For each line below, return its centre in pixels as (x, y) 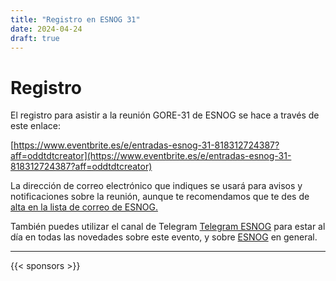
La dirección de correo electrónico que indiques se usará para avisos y (156, 186)
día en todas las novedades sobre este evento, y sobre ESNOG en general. (164, 237)
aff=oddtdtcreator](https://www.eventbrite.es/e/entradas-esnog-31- (151, 156)
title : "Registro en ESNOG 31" (75, 19)
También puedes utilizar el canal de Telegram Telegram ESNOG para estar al (168, 227)
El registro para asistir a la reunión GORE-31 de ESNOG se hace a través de (165, 115)
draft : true (35, 38)
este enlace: (35, 126)
